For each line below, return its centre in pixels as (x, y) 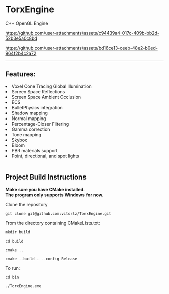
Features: (21, 74)
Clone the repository (26, 204)
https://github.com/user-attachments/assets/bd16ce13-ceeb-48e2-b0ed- (82, 48)
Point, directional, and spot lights (46, 156)
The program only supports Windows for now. (54, 195)
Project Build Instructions (46, 177)
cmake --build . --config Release (41, 259)
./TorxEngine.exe (23, 286)
